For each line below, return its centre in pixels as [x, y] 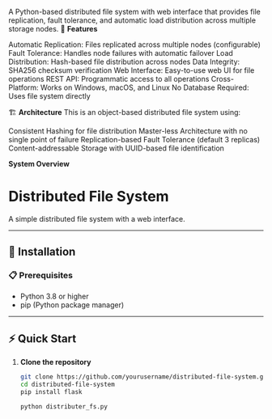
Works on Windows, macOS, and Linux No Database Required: [144, 87]
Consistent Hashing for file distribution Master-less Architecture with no [128, 131]
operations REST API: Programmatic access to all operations [109, 79]
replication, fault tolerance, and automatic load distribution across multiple [132, 20]
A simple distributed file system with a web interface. [97, 218]
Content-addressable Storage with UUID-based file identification [117, 148]
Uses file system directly [49, 96]
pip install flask [51, 392]
